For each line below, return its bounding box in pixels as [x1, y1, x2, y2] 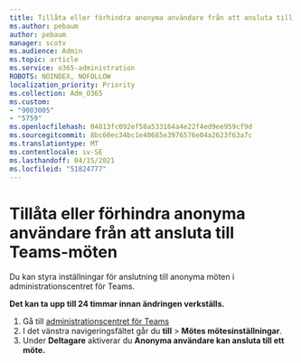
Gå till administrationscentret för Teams [22, 316, 170, 327]
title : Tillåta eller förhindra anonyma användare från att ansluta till [9, 13, 294, 23]
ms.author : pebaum [9, 22, 79, 31]
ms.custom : [9, 97, 51, 107]
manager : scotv [9, 38, 67, 48]
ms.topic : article [9, 55, 79, 64]
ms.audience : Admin [9, 47, 83, 56]
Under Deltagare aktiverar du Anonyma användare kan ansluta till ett [22, 335, 285, 346]
